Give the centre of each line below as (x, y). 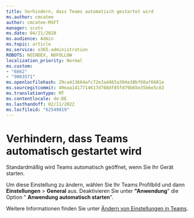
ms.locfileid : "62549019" (38, 110)
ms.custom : (19, 66)
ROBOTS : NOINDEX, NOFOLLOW (39, 55)
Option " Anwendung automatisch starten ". (60, 197)
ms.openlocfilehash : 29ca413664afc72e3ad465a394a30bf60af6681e (85, 83)
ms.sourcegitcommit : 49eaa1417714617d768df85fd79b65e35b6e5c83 (85, 88)
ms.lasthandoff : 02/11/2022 (41, 104)
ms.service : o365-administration (47, 50)
